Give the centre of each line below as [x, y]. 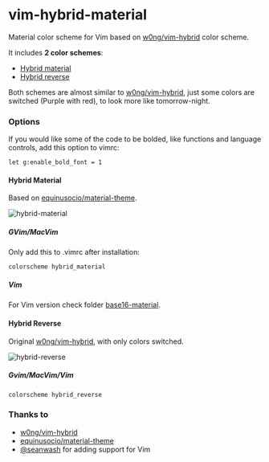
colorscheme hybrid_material [57, 267]
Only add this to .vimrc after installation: [74, 252]
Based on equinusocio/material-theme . [73, 198]
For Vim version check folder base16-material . [84, 305]
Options [24, 121]
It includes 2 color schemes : [56, 52]
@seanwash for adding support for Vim [85, 449]
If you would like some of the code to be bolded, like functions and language [135, 139]
